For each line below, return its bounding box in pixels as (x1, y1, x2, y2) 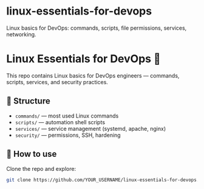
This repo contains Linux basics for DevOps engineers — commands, (6, 71, 180, 79)
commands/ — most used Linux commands (15, 112, 119, 119)
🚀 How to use (6, 149, 57, 159)
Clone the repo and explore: (6, 165, 76, 172)
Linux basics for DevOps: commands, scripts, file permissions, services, (6, 24, 187, 31)
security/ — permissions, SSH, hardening (15, 131, 121, 139)
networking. (6, 30, 36, 38)
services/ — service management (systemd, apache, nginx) (15, 125, 166, 132)
